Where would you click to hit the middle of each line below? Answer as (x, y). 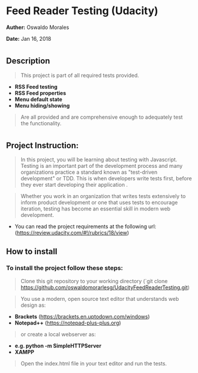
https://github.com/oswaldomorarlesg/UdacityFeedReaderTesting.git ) (105, 287)
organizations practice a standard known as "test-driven (89, 172)
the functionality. (41, 123)
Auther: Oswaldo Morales (38, 27)
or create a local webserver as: (58, 334)
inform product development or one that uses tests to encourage (99, 203)
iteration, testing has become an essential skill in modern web (95, 209)
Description (28, 61)
